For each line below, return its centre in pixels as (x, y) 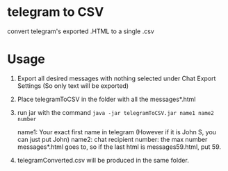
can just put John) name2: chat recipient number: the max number (112, 139)
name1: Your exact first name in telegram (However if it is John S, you (117, 132)
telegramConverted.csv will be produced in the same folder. (103, 160)
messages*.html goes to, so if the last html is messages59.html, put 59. (119, 147)
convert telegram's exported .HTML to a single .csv (81, 31)
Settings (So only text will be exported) (73, 85)
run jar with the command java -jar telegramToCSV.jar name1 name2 (115, 112)
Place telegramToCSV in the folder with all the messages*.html (106, 99)
